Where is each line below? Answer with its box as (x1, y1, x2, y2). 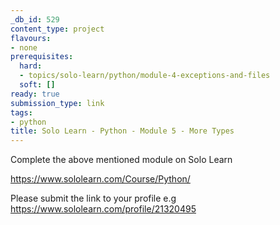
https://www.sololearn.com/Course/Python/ (10, 173, 191, 185)
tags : (10, 107, 33, 118)
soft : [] (19, 80, 56, 90)
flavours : (10, 33, 52, 43)
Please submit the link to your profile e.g (10, 192, 177, 205)
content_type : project (10, 24, 105, 34)
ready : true (10, 89, 60, 99)
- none (10, 42, 38, 53)
